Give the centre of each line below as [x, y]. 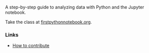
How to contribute [31, 46]
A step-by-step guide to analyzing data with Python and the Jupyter [75, 7]
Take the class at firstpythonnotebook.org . [48, 22]
